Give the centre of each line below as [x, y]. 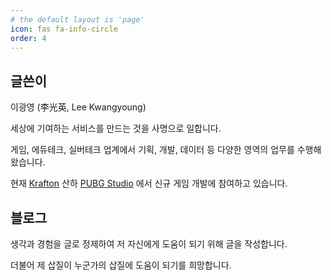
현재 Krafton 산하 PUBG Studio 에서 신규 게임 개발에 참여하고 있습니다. [149, 183]
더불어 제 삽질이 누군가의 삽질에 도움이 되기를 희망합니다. [121, 265]
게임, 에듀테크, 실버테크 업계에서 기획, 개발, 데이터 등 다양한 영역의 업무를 [152, 150]
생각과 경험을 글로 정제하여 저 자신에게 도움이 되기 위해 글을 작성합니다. [149, 244]
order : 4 [28, 38]
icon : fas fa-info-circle [64, 29]
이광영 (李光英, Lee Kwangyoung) [78, 107]
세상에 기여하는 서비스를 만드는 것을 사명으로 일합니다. [116, 128]
